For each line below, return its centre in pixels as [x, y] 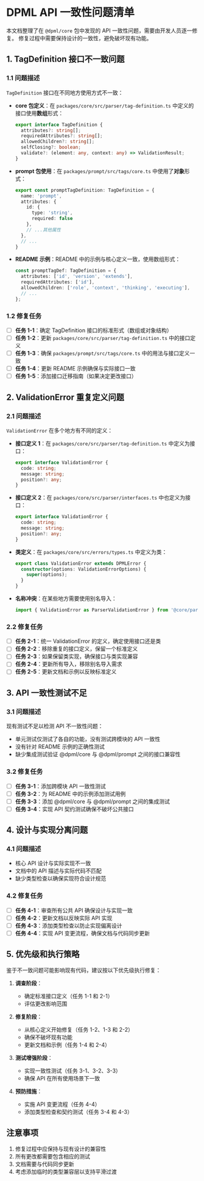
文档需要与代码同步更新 [44, 1164]
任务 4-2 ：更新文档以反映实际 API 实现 [64, 918]
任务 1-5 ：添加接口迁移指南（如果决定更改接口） [76, 376]
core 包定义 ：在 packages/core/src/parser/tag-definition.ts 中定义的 [104, 105]
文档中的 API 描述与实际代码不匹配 [58, 871]
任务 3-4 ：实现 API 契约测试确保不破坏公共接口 [74, 809]
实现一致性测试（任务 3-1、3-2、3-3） [73, 1071]
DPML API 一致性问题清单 [71, 12]
